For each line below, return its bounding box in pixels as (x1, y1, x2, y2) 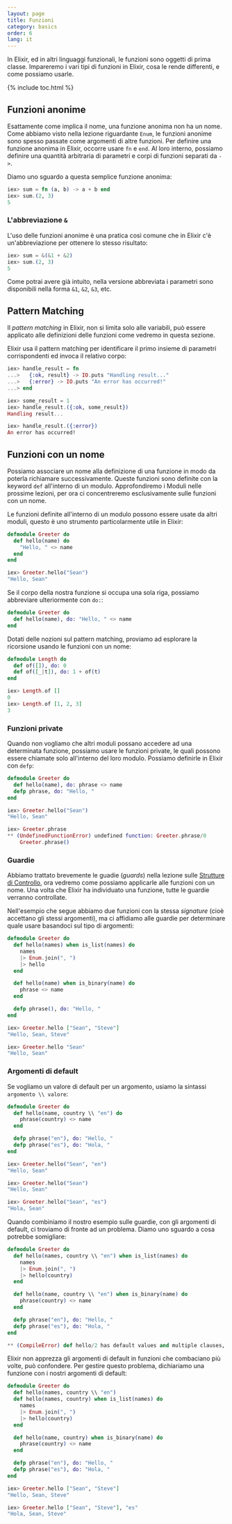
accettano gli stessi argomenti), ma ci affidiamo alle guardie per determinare (7, 914, 226, 923)
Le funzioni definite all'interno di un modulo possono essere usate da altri (7, 509, 217, 518)
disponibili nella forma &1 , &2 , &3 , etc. (7, 285, 112, 293)
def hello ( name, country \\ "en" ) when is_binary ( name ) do (13, 1291, 188, 1298)
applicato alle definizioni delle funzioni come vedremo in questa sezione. (7, 331, 215, 340)
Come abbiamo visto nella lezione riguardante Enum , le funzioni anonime (7, 129, 212, 138)
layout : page (7, 10, 45, 17)
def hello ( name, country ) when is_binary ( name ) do (13, 1434, 163, 1441)
